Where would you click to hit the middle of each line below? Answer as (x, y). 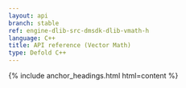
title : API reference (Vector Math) (70, 46)
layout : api (28, 16)
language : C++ (32, 38)
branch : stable (34, 23)
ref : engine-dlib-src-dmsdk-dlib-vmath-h (79, 30)
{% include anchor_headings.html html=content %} (93, 76)
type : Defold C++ (37, 53)
